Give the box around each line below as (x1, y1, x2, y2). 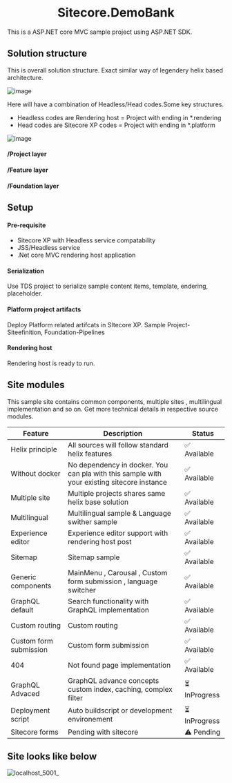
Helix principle (10, 444, 57, 454)
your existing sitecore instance (68, 477, 168, 487)
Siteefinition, (7, 328, 43, 336)
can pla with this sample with (68, 468, 162, 478)
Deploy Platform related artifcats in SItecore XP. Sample (7, 320, 166, 329)
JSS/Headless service (17, 244, 81, 252)
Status (192, 428, 214, 438)
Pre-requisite (7, 221, 46, 229)
